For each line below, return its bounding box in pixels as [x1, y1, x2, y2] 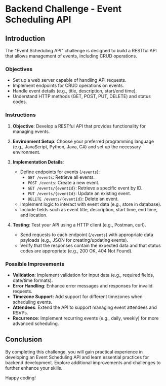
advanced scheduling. [12, 320, 59, 327]
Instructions [5, 111, 36, 118]
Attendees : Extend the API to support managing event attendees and [12, 304, 157, 310]
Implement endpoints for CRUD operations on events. [12, 82, 124, 89]
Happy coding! [5, 374, 36, 381]
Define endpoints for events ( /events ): [20, 169, 100, 175]
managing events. [12, 128, 50, 135]
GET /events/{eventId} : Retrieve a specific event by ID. [27, 185, 143, 191]
